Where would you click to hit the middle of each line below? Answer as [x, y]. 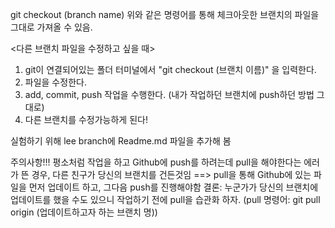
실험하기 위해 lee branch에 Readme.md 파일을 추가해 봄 [121, 141]
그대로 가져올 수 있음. [51, 27]
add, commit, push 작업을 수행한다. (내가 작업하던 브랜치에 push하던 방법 [169, 94]
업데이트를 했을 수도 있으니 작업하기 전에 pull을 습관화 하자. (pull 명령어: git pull [165, 199]
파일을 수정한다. [55, 82]
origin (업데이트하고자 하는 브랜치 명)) [84, 212]
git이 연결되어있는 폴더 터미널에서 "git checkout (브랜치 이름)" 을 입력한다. [170, 69]
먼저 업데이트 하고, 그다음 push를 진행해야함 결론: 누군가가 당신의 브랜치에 [173, 187]
